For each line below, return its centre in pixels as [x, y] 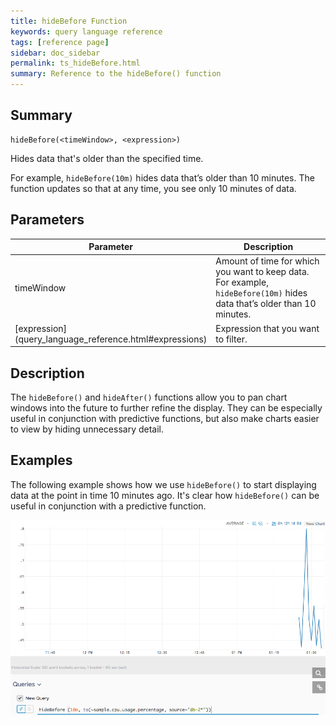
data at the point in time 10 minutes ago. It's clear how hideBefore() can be [165, 495]
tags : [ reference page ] [60, 42]
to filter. [231, 339]
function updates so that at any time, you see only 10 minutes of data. [153, 188]
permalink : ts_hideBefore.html [75, 63]
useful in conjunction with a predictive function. [108, 506]
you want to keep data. [262, 272]
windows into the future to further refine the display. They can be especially [166, 407]
